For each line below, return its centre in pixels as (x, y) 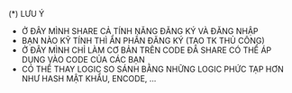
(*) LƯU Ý (27, 14)
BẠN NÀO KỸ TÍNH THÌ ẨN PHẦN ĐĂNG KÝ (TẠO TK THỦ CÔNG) (143, 41)
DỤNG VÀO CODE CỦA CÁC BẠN (83, 59)
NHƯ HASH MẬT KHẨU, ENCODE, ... (89, 79)
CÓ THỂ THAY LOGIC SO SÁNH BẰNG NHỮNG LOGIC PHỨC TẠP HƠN (153, 69)
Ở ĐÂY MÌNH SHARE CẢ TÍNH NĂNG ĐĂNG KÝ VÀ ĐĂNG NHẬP (140, 31)
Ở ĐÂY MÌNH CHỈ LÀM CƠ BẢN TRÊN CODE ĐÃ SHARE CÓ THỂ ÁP (146, 50)
